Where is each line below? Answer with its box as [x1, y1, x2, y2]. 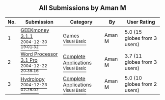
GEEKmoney [20, 26, 50, 33]
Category [70, 18, 93, 25]
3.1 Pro [20, 56, 38, 63]
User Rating [127, 18, 156, 25]
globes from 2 [124, 80, 157, 87]
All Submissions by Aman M [39, 4, 126, 12]
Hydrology [20, 75, 45, 82]
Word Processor [20, 50, 58, 57]
